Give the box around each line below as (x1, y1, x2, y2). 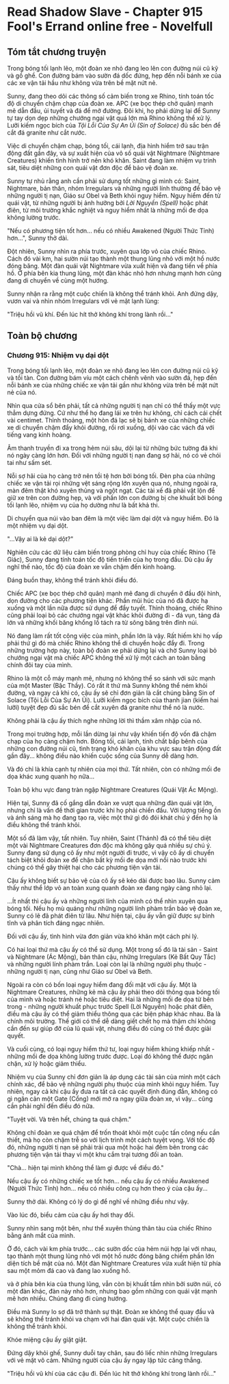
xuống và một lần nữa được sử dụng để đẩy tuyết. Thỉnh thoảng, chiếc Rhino (7, 604, 223, 612)
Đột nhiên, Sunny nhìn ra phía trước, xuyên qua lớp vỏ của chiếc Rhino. (7, 248, 207, 255)
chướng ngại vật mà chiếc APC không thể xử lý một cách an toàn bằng (7, 653, 206, 662)
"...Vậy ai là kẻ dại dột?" (7, 534, 74, 542)
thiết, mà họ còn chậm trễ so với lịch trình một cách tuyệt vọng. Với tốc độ (7, 1136, 215, 1144)
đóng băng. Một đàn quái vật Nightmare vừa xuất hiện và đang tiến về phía (7, 262, 217, 270)
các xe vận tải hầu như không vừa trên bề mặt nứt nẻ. (7, 79, 158, 86)
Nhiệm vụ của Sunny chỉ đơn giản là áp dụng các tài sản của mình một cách (7, 1073, 221, 1081)
